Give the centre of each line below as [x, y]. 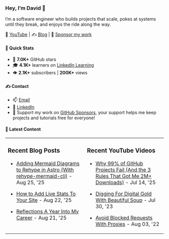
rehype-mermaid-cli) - [44, 176]
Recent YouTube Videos [121, 151]
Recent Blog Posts [34, 151]
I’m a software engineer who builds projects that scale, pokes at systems [81, 19]
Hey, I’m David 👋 [25, 8]
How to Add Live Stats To [46, 194]
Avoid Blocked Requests [124, 218]
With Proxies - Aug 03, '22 [127, 224]
